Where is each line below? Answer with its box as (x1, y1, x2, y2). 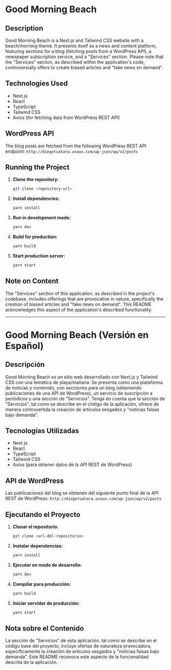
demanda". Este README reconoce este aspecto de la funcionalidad (5, 654, 149, 660)
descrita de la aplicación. (5, 659, 58, 665)
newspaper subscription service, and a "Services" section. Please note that (5, 54, 164, 60)
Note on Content (5, 277, 59, 286)
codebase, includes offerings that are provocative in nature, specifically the (5, 296, 164, 302)
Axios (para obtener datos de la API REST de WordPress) (12, 461, 132, 468)
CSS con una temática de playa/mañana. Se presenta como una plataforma (5, 379, 163, 385)
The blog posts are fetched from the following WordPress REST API (5, 143, 147, 149)
